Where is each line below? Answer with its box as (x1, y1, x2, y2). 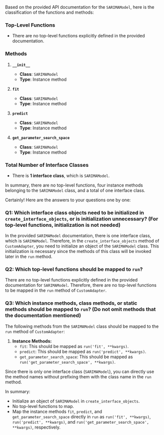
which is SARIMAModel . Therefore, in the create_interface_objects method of (5, 238, 160, 244)
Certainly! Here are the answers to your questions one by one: (5, 197, 131, 203)
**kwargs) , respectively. (12, 424, 60, 430)
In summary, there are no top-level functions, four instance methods (5, 182, 143, 188)
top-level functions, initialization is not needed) (5, 221, 121, 228)
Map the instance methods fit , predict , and (12, 408, 102, 414)
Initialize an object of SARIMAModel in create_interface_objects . (12, 398, 140, 404)
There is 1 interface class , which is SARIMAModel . (12, 172, 110, 179)
